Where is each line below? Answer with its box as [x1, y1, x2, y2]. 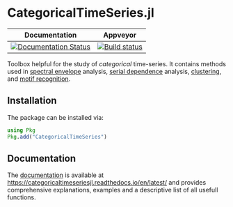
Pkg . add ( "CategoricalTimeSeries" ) [7, 133, 108, 140]
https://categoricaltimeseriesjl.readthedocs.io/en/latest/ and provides [7, 178, 207, 187]
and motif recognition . [7, 75, 71, 83]
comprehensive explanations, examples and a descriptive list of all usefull [7, 186, 218, 194]
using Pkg [7, 127, 36, 134]
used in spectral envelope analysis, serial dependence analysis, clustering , [7, 67, 222, 75]
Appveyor [103, 30, 137, 40]
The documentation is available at [7, 171, 104, 179]
